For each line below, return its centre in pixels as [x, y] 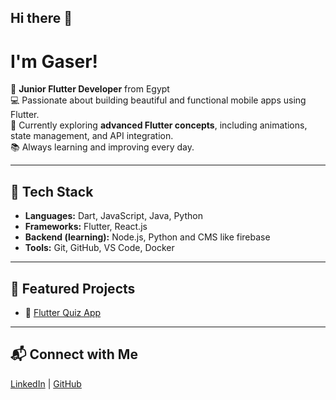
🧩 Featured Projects [73, 288]
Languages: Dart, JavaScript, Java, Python [113, 216]
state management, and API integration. [92, 136]
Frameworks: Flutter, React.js [86, 227]
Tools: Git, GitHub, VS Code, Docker [99, 248]
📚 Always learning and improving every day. [102, 147]
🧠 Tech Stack [52, 191]
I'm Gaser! [54, 61]
